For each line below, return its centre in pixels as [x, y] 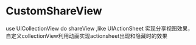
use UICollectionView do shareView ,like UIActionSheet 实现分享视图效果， [99, 28]
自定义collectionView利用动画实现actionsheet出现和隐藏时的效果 [87, 36]
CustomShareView [54, 11]
